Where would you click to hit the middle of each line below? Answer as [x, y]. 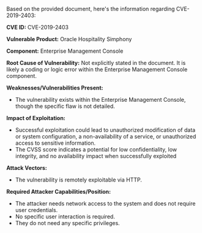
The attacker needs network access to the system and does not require [105, 204]
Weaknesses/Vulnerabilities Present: [55, 88]
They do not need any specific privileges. [68, 223]
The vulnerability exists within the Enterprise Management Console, [100, 100]
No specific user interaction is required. [65, 216]
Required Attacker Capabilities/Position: [59, 192]
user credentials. [36, 210]
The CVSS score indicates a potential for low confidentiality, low [96, 149]
